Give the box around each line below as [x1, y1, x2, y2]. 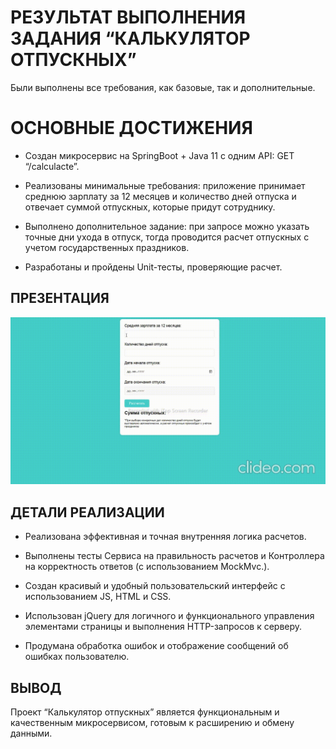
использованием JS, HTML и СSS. [24, 591, 172, 603]
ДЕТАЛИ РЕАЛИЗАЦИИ [10, 504, 165, 521]
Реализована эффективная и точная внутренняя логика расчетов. [24, 531, 307, 543]
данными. [10, 727, 53, 740]
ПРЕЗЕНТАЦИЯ [10, 290, 110, 307]
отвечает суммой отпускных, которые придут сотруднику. [24, 201, 276, 213]
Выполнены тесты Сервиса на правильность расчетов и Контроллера [24, 550, 325, 562]
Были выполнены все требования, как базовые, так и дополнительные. [10, 81, 316, 93]
